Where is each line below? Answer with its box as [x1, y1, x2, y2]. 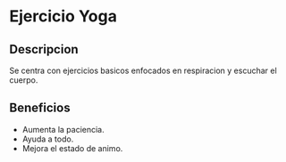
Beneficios [9, 101, 71, 116]
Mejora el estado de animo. [21, 142, 123, 153]
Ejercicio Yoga [9, 6, 118, 27]
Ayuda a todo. [21, 134, 74, 144]
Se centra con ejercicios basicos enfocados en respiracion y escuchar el [9, 65, 277, 76]
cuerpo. [9, 75, 38, 85]
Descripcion [9, 42, 79, 57]
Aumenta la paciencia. [21, 124, 105, 134]
